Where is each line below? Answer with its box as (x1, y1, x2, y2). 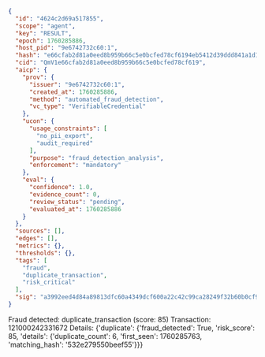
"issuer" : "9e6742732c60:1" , (28, 80, 125, 88)
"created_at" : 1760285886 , (28, 87, 118, 96)
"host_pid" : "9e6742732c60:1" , (15, 44, 118, 52)
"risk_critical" (22, 278, 77, 287)
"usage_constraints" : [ (28, 125, 108, 132)
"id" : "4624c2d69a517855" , (15, 14, 104, 23)
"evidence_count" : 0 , (28, 190, 101, 199)
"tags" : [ (15, 256, 47, 264)
